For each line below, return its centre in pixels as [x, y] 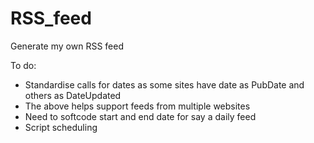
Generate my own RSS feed [67, 46]
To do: [23, 65]
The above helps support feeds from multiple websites [137, 106]
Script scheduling [61, 127]
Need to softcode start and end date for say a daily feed [140, 116]
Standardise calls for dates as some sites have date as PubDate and [164, 84]
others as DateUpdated [73, 95]
